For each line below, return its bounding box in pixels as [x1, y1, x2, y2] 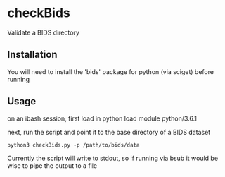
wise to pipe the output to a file [7, 161, 98, 170]
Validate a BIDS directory [7, 28, 79, 37]
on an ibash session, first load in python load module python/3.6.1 [7, 114, 198, 123]
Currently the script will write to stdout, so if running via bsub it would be [7, 154, 219, 162]
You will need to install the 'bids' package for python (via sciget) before [7, 67, 214, 75]
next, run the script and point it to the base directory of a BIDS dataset [7, 128, 211, 136]
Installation [7, 49, 58, 61]
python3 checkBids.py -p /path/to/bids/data [7, 141, 140, 149]
